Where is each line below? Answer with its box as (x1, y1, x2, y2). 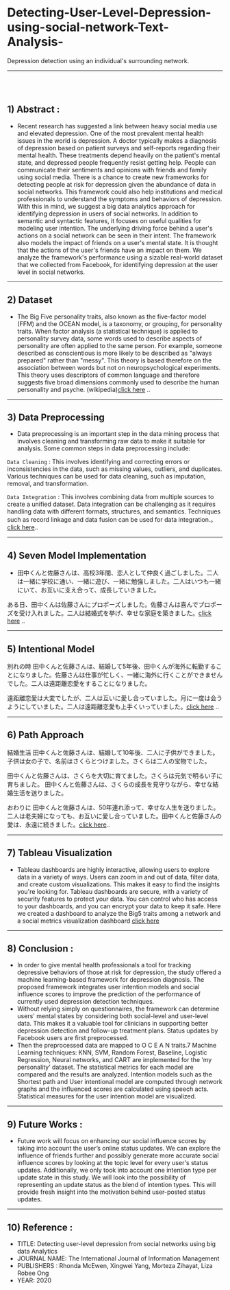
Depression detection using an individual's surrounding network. (7, 56, 190, 65)
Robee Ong (16, 1269, 49, 1278)
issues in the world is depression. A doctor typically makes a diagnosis (16, 136, 217, 145)
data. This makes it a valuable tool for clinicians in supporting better (16, 1020, 209, 1028)
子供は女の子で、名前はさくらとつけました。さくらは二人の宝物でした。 (7, 757, 211, 765)
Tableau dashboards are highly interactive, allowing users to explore (16, 865, 210, 873)
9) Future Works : (7, 1118, 83, 1130)
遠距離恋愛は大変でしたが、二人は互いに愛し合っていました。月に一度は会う (7, 694, 223, 702)
